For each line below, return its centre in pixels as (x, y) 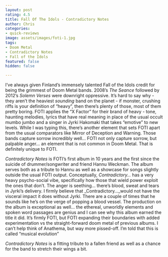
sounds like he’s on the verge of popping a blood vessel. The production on (83, 202)
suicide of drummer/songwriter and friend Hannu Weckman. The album (79, 164)
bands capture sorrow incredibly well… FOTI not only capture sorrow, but (81, 139)
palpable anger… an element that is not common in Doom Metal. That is (79, 144)
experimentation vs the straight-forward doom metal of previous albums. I (82, 223)
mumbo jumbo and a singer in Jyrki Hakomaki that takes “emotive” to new (82, 122)
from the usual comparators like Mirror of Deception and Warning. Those (81, 133)
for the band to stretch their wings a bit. (46, 249)
